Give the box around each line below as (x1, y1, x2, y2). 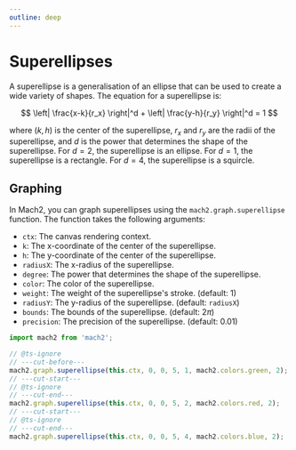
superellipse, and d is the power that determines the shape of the (9, 136, 249, 147)
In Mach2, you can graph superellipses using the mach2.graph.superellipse (9, 205, 286, 215)
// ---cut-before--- (9, 358, 86, 366)
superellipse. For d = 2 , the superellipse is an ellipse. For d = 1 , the (9, 146, 253, 157)
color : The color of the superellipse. (21, 278, 155, 289)
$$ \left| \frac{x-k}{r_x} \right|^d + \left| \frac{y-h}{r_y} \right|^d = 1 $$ (20, 108, 278, 118)
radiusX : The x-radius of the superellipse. (21, 260, 175, 270)
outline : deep (9, 12, 62, 22)
